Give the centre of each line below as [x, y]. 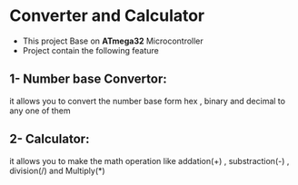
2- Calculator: [50, 139]
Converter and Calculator [107, 16]
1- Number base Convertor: [88, 79]
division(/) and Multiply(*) [58, 170]
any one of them [40, 111]
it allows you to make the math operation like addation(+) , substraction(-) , [149, 161]
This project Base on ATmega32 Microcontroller [113, 41]
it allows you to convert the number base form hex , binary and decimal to [148, 101]
